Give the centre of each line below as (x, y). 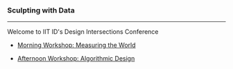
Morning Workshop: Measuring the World (76, 45)
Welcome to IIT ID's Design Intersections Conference (83, 32)
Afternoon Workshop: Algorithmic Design (76, 59)
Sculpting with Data (41, 10)
